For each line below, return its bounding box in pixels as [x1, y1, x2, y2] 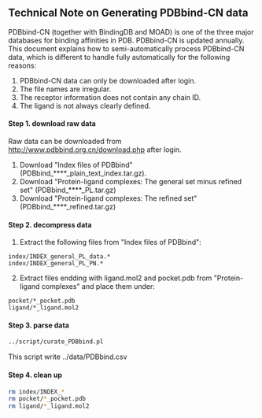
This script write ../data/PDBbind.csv [8, 352, 127, 361]
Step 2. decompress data [8, 220, 92, 229]
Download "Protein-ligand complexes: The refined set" [19, 194, 197, 203]
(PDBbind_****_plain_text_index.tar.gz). [19, 168, 147, 178]
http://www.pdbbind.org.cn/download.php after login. [8, 145, 183, 154]
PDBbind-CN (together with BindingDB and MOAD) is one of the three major [8, 27, 254, 36]
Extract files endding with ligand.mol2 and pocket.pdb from [19, 273, 212, 283]
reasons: [8, 61, 37, 70]
